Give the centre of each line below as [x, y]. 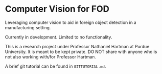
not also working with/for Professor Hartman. [51, 56]
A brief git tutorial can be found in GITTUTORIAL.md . [56, 66]
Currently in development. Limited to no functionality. [59, 37]
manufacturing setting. [28, 27]
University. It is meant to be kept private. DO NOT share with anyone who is [81, 52]
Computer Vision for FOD [57, 9]
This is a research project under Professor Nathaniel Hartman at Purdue [77, 46]
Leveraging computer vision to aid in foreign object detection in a [71, 22]
